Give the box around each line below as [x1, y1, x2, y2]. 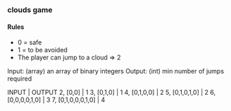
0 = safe [17, 38, 42, 47]
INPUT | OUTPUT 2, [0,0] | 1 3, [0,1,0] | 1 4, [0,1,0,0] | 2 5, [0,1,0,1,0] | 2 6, [7, 88, 216, 97]
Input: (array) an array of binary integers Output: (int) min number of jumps [7, 67, 224, 76]
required [7, 74, 32, 83]
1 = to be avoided [17, 46, 68, 54]
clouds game [7, 5, 53, 15]
